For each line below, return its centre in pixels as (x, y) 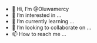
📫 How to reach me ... (39, 34)
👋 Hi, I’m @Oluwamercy (40, 9)
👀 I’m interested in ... (36, 15)
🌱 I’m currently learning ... (43, 21)
